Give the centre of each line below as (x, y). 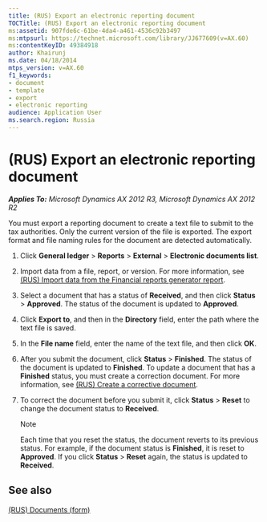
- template (26, 90)
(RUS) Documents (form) (49, 509)
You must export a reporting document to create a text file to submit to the (131, 223)
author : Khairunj (37, 53)
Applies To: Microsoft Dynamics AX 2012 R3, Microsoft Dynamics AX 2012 (132, 199)
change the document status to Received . (89, 408)
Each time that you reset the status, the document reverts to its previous (139, 439)
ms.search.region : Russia (51, 120)
